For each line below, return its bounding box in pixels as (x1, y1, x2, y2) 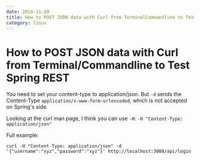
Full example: (6, 132, 39, 139)
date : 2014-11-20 (6, 8, 50, 15)
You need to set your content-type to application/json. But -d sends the (6, 91, 182, 98)
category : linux (6, 20, 47, 26)
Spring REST (6, 71, 70, 84)
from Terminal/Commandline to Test (6, 58, 190, 72)
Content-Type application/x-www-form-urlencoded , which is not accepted (6, 97, 187, 104)
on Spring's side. (6, 103, 48, 110)
